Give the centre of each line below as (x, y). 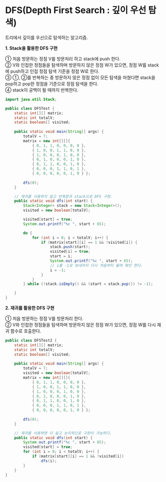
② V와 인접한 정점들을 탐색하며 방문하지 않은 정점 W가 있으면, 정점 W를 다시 (80, 325)
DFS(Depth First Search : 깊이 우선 (76, 10)
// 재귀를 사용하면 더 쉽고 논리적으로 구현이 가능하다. (63, 433)
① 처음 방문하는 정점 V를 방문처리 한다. (44, 319)
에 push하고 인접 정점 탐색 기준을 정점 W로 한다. (52, 71)
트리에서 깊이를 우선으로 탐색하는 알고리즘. (47, 37)
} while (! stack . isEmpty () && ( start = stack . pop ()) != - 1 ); (88, 284)
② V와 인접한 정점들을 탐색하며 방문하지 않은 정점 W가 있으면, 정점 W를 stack (82, 65)
